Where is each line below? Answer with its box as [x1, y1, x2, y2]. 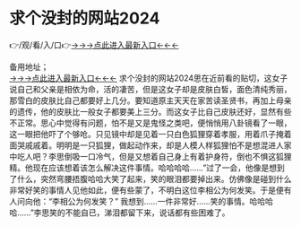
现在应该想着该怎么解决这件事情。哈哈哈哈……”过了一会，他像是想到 [32, 162, 285, 173]
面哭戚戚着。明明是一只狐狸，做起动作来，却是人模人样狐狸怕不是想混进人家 [9, 140, 292, 151]
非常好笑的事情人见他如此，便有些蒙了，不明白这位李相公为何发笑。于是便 [9, 185, 284, 196]
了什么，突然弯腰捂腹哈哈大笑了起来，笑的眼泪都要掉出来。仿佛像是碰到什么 [9, 173, 292, 184]
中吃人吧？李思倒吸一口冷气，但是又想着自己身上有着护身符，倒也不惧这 [9, 151, 276, 161]
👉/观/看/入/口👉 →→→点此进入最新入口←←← [9, 39, 179, 50]
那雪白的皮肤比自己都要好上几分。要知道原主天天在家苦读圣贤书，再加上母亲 [9, 95, 292, 106]
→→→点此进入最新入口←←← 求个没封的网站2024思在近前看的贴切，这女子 [9, 73, 288, 83]
